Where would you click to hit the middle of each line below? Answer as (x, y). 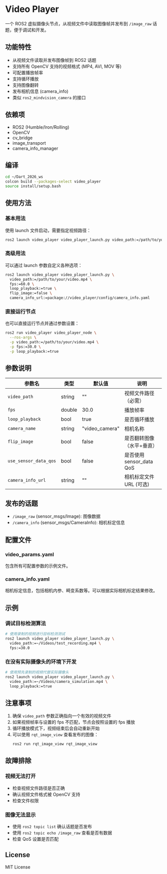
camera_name (22, 428)
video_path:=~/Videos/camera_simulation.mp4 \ (59, 681)
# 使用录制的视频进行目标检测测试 (35, 634)
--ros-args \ (23, 338)
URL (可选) (137, 484)
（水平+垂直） (141, 445)
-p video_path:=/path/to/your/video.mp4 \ (54, 342)
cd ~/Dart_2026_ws (24, 177)
